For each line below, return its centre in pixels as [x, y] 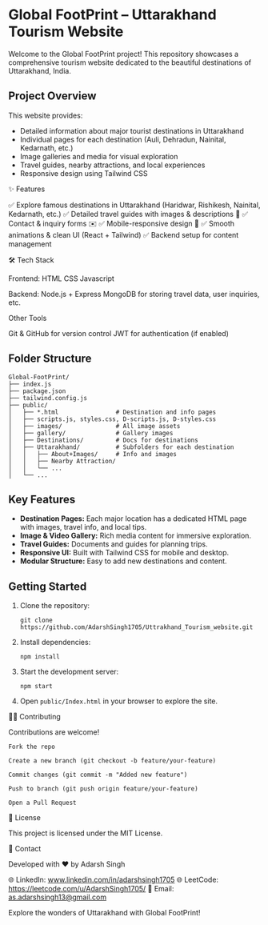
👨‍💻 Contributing [35, 717]
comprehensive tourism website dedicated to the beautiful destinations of [130, 62]
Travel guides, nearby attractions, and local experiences [112, 165]
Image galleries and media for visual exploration [99, 156]
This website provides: [46, 115]
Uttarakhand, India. [40, 70]
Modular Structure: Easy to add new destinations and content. [123, 561]
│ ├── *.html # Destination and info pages [112, 412]
